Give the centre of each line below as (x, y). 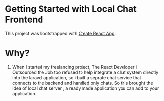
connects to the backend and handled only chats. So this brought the (82, 83)
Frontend (24, 20)
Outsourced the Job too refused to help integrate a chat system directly (85, 72)
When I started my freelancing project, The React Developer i (75, 67)
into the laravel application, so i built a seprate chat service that (77, 77)
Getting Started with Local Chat (71, 9)
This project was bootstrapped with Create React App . (61, 33)
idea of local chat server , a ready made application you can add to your (85, 88)
